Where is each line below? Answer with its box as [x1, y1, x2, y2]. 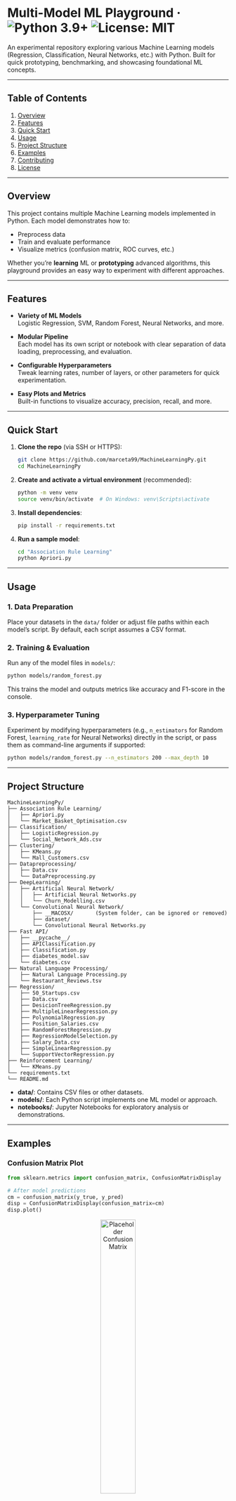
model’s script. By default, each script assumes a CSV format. [7, 625, 187, 634]
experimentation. [17, 376, 67, 384]
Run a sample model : [17, 535, 80, 543]
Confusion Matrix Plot [7, 1158, 84, 1168]
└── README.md [7, 1076, 49, 1083]
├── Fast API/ [7, 929, 49, 936]
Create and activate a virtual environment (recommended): [17, 476, 192, 484]
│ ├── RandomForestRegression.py [7, 1027, 112, 1034]
